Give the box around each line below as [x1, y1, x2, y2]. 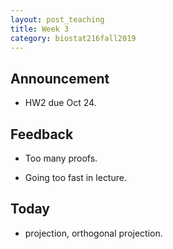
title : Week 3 [10, 24, 70, 34]
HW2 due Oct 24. [24, 97, 97, 109]
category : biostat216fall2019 [10, 33, 137, 43]
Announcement [10, 70, 110, 87]
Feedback [10, 126, 74, 143]
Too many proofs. [24, 152, 98, 164]
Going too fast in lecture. [24, 172, 127, 183]
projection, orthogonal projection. [24, 227, 163, 239]
